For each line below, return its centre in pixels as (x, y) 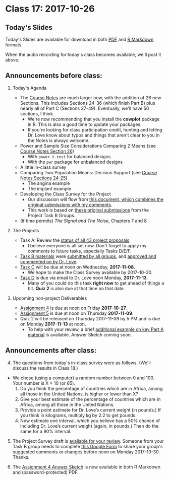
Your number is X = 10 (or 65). (44, 383)
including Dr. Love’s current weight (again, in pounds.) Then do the (89, 426)
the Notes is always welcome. (59, 140)
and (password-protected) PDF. (46, 472)
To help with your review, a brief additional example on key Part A (96, 329)
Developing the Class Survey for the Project (65, 194)
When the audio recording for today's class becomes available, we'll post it (83, 54)
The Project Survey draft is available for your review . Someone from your (88, 441)
